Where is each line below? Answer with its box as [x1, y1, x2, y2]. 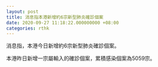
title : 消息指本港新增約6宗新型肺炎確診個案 [6, 14, 104, 20]
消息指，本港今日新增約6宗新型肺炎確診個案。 [6, 42, 120, 49]
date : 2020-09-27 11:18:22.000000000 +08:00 [6, 20, 119, 25]
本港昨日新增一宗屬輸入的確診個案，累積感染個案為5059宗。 [6, 55, 156, 62]
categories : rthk [6, 25, 50, 31]
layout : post [6, 8, 39, 15]
